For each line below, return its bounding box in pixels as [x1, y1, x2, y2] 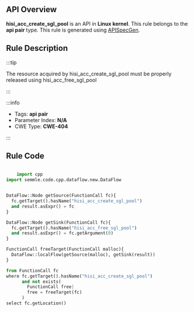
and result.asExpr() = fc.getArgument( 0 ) [11, 230, 114, 236]
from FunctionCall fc [6, 268, 59, 273]
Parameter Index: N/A [14, 116, 67, 123]
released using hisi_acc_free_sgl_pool [6, 76, 97, 84]
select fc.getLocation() [6, 300, 67, 306]
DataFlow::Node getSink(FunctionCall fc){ [6, 219, 111, 226]
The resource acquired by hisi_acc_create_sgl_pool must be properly [6, 70, 172, 77]
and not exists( [21, 279, 61, 285]
